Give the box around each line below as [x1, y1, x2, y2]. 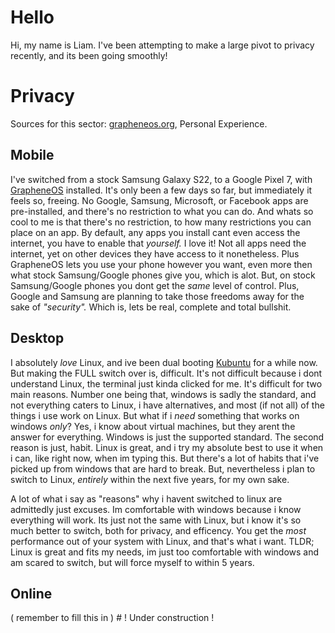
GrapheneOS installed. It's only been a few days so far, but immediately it [10, 184, 313, 196]
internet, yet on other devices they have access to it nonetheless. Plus [10, 247, 300, 260]
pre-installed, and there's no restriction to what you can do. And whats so [10, 205, 314, 217]
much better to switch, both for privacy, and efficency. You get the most [10, 524, 307, 536]
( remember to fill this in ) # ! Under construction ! [10, 612, 215, 624]
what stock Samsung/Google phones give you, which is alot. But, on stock [10, 269, 316, 281]
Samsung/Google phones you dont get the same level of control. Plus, [10, 279, 300, 291]
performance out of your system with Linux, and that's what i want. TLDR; [10, 535, 315, 547]
